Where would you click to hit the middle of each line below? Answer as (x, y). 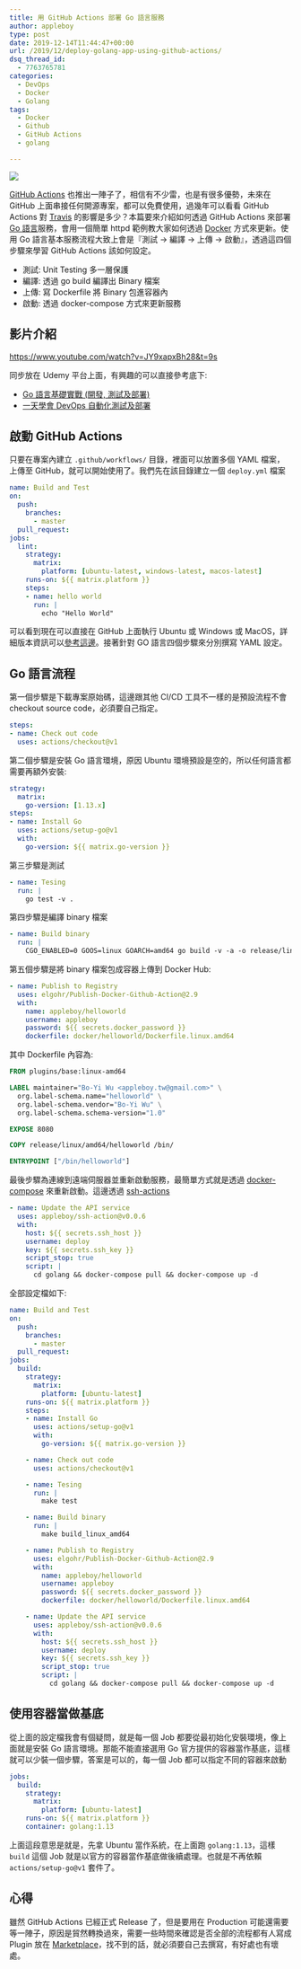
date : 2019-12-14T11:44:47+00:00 (72, 43)
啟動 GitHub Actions (66, 436)
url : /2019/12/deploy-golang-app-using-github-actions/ (116, 51)
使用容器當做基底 (56, 1713)
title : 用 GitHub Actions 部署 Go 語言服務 (87, 18)
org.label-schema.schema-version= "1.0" (92, 1113)
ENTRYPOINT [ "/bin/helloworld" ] (69, 1161)
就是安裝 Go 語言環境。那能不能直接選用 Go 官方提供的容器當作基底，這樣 (154, 1748)
